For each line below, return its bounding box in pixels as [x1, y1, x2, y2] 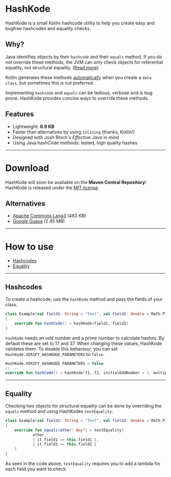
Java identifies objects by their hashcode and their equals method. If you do [5, 54, 162, 60]
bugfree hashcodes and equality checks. [5, 25, 91, 31]
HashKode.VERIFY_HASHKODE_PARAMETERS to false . [5, 351, 105, 357]
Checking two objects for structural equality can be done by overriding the [5, 403, 162, 409]
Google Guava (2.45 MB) [12, 218, 65, 224]
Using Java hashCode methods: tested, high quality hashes [12, 140, 137, 146]
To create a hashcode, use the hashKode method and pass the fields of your [5, 296, 163, 302]
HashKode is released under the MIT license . [5, 184, 100, 191]
